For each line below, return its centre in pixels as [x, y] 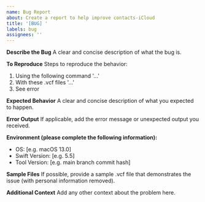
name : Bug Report [29, 12]
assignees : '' [25, 35]
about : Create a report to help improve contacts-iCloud [81, 18]
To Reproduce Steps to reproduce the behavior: [67, 64]
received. [18, 125]
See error [27, 89]
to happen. [20, 107]
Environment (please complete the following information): [82, 138]
